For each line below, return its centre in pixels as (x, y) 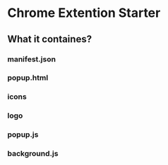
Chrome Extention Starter (84, 13)
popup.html (28, 78)
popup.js (23, 135)
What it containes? (50, 39)
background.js (33, 154)
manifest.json (32, 59)
